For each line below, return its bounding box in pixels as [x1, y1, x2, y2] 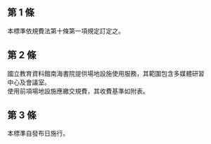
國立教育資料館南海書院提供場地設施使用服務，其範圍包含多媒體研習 [7, 69, 205, 77]
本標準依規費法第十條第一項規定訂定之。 [7, 27, 124, 35]
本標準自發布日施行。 [7, 129, 69, 138]
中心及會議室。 [7, 78, 51, 86]
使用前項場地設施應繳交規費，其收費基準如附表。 [7, 86, 149, 95]
